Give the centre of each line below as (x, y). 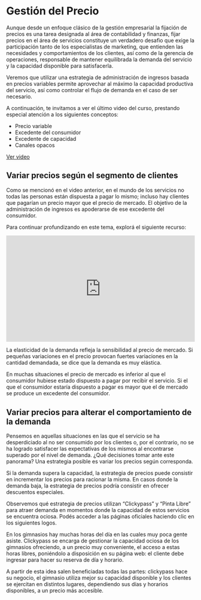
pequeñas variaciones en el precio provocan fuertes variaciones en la (92, 356)
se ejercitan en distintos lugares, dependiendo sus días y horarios (87, 584)
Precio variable (33, 126)
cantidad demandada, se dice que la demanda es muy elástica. (84, 363)
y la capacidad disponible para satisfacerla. (60, 66)
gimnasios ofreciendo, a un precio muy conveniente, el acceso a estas (93, 547)
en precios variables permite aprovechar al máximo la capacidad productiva (100, 84)
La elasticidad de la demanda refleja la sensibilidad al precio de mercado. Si (100, 350)
